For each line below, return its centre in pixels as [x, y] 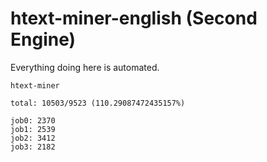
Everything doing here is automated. [85, 67]
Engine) [43, 39]
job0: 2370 [33, 120]
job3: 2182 [33, 147]
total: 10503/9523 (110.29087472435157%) [98, 103]
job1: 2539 [33, 129]
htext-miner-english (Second [134, 18]
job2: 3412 [33, 138]
